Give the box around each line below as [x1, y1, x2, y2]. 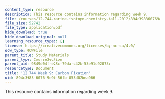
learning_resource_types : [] [5, 39, 65, 44]
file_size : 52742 [5, 20, 41, 26]
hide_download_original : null [5, 35, 67, 40]
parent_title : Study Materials [5, 52, 69, 58]
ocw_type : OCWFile [5, 48, 43, 53]
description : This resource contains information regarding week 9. [5, 12, 148, 17]
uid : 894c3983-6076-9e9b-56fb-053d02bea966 [5, 75, 96, 80]
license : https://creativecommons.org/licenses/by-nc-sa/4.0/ [5, 43, 135, 48]
